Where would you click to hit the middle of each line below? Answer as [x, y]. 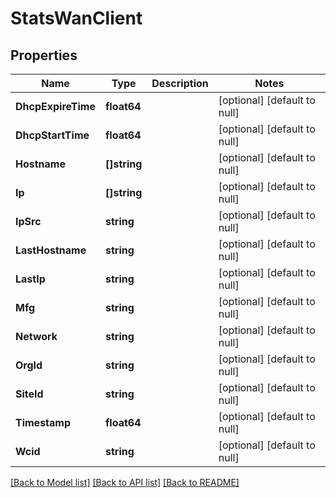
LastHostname [51, 250]
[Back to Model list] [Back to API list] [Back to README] [125, 482]
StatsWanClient [76, 18]
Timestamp [43, 422]
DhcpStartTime [52, 135]
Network [36, 336]
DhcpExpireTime [55, 106]
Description [180, 83]
